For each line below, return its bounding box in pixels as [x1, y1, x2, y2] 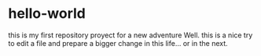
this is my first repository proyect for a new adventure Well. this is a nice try [8, 30, 253, 40]
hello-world [8, 5, 86, 23]
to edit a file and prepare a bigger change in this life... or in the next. [8, 38, 228, 47]
